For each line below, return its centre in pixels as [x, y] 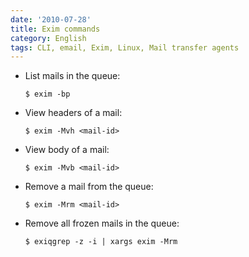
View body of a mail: [67, 150]
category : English [48, 38]
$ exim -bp [47, 94]
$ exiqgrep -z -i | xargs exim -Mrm [101, 242]
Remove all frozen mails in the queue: [102, 223]
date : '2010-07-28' [51, 19]
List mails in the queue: [72, 76]
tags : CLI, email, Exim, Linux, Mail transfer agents [125, 47]
